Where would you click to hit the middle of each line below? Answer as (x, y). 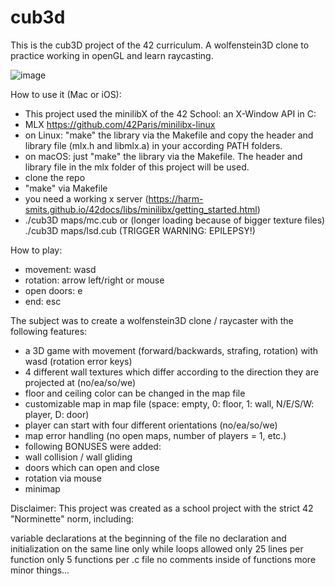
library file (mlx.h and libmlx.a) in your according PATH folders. (153, 145)
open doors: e (53, 290)
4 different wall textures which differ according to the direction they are (172, 372)
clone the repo (55, 177)
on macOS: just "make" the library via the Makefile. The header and (163, 156)
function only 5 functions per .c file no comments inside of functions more (163, 559)
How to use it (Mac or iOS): (66, 94)
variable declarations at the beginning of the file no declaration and (148, 538)
